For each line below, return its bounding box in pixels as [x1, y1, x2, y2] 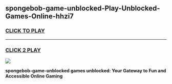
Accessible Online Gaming [5, 73, 63, 79]
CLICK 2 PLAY [5, 46, 41, 53]
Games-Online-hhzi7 [5, 12, 74, 21]
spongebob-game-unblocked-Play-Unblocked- [5, 4, 160, 13]
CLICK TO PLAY [5, 27, 45, 35]
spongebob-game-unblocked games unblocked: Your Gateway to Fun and [5, 67, 166, 73]
